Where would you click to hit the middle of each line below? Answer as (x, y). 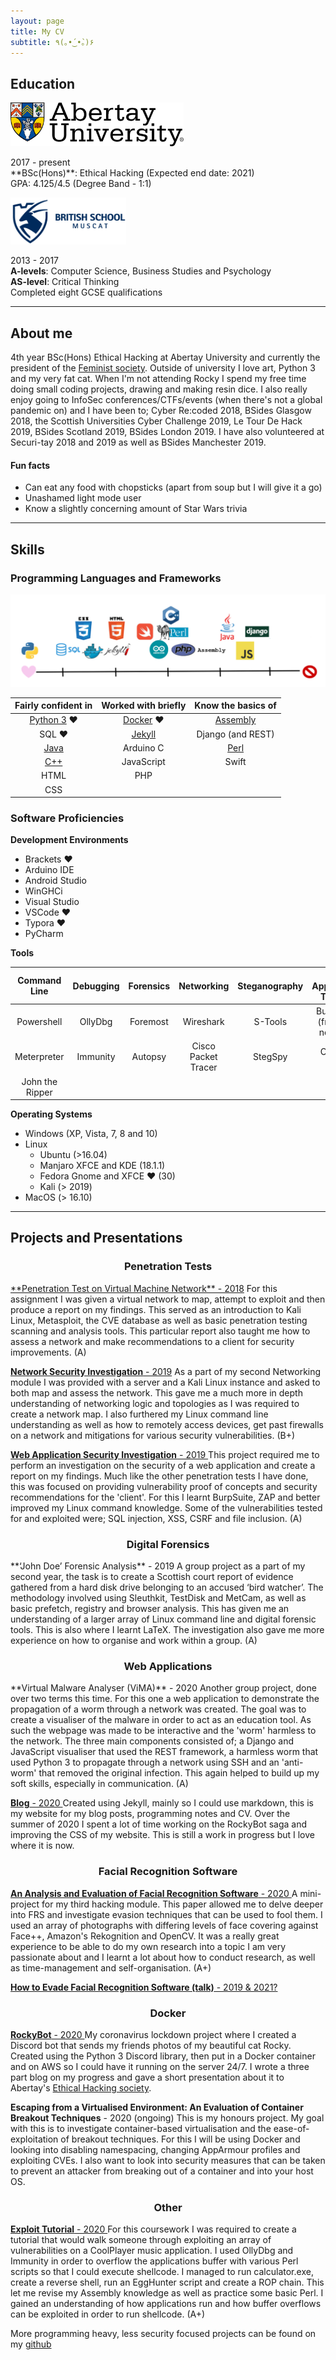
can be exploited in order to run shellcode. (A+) (108, 2314)
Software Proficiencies (67, 818)
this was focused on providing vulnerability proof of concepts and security (164, 1486)
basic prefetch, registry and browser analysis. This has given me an (150, 1609)
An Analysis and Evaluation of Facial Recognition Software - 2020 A (154, 1893)
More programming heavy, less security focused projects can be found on (163, 2334)
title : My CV (37, 31)
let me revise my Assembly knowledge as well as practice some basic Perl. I (167, 2293)
